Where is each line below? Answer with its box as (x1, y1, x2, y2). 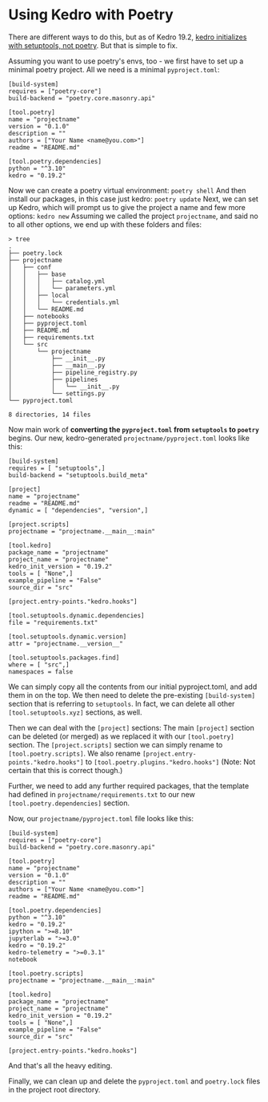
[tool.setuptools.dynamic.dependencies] (8, 611, 146, 619)
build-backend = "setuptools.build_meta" (8, 471, 149, 479)
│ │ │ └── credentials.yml (8, 298, 120, 306)
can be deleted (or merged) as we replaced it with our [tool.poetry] (8, 731, 234, 741)
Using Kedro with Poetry (8, 6, 174, 24)
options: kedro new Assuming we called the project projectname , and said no (8, 211, 258, 221)
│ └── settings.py (8, 389, 106, 398)
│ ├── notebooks (8, 312, 70, 320)
